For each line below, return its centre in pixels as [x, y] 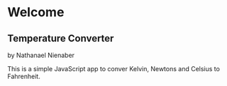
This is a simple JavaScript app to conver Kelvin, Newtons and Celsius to [113, 69]
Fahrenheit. [24, 76]
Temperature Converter [61, 38]
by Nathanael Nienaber [41, 55]
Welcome [36, 12]
